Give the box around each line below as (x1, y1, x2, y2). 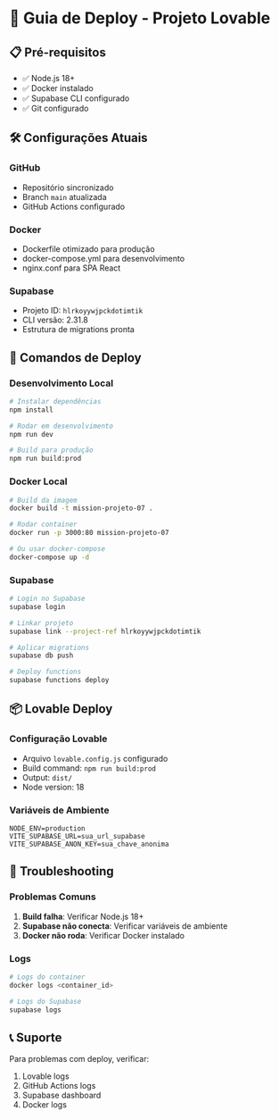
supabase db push (9, 651, 74, 660)
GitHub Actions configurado (21, 201, 126, 212)
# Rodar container (9, 520, 78, 530)
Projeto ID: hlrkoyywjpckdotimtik (21, 305, 144, 316)
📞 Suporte (9, 1030, 62, 1045)
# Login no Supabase (9, 594, 86, 604)
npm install (9, 405, 53, 414)
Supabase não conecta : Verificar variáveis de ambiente (21, 920, 228, 931)
